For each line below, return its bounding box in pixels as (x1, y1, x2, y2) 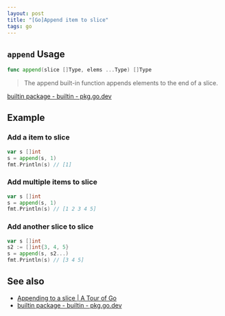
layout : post (7, 10, 45, 17)
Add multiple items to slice (7, 177, 98, 187)
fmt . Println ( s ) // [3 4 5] (7, 257, 84, 264)
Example (7, 112, 45, 124)
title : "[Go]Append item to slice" (7, 16, 109, 23)
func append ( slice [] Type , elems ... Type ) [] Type (7, 67, 152, 74)
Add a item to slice (7, 133, 70, 142)
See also (7, 275, 45, 287)
